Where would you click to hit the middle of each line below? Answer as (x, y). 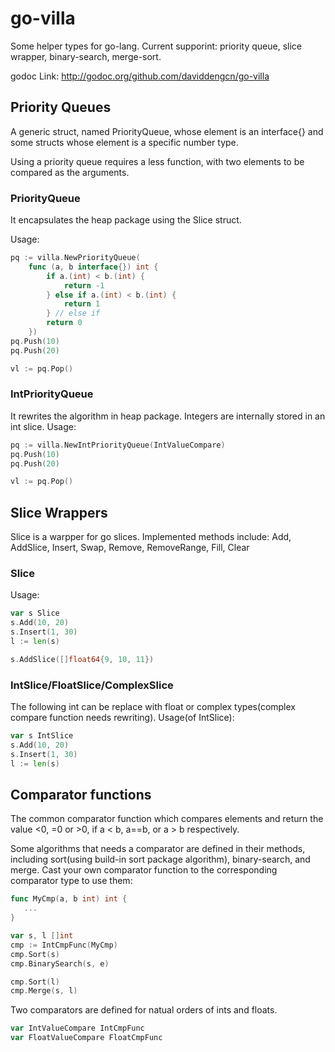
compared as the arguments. (70, 172)
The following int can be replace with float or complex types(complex (153, 707)
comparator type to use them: (71, 881)
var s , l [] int (42, 936)
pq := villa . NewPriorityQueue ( (75, 258)
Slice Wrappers (59, 512)
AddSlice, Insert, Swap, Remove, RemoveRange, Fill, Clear (130, 548)
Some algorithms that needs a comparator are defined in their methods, (158, 849)
